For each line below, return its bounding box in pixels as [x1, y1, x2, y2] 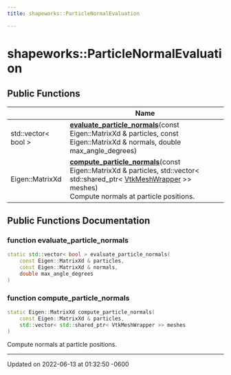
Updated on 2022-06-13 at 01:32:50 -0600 [7, 360, 129, 369]
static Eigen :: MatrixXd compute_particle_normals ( [7, 308, 155, 316]
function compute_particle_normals [7, 293, 130, 303]
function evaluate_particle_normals [7, 235, 129, 245]
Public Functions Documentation [7, 215, 151, 227]
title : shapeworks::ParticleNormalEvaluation [7, 10, 140, 17]
